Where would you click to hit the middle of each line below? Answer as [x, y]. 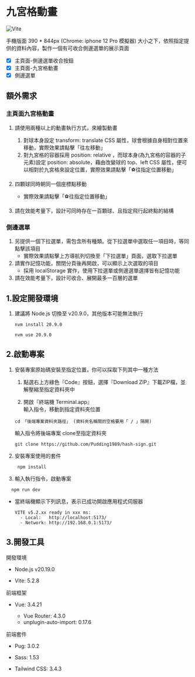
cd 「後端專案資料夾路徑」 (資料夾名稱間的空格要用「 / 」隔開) [83, 421]
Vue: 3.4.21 [28, 604]
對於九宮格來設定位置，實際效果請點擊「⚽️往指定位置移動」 [105, 169]
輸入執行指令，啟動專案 [43, 479]
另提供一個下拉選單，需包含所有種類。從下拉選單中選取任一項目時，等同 [102, 241]
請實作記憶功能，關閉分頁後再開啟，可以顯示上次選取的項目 [86, 263]
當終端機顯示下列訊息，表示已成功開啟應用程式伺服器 [79, 501]
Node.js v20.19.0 [35, 569]
